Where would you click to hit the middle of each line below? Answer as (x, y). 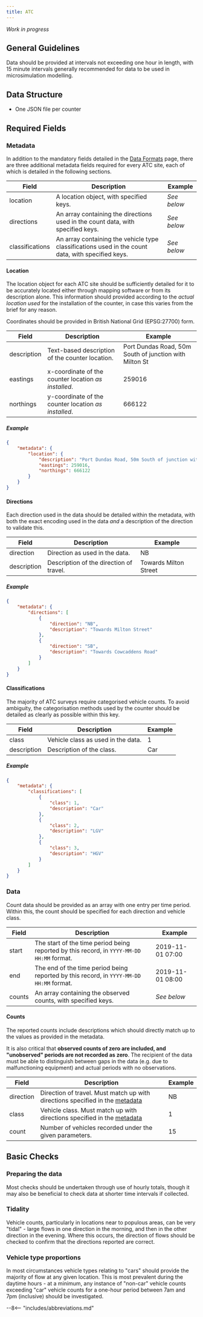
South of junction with (154, 354)
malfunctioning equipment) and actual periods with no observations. (91, 1068)
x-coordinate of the (76, 372)
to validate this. (25, 528)
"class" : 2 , (64, 825)
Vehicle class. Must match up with (89, 1110)
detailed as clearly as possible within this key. (63, 715)
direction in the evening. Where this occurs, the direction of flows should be (101, 1235)
